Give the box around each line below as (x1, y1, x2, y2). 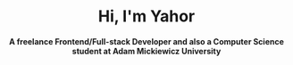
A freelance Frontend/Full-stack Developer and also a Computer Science (8, 36, 285, 46)
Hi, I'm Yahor (97, 6, 196, 27)
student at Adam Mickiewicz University (71, 45, 222, 56)
